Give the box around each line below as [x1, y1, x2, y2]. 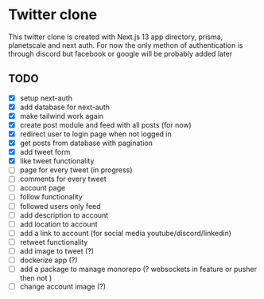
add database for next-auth [19, 102, 110, 112]
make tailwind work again [19, 111, 103, 120]
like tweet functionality [19, 156, 95, 166]
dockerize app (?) [19, 255, 78, 265]
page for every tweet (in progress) [19, 165, 133, 175]
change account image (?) [19, 281, 106, 291]
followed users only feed [19, 201, 101, 210]
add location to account [19, 219, 98, 229]
